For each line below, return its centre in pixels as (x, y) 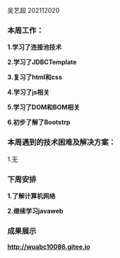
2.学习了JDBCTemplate (42, 62)
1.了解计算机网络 (31, 196)
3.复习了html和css (35, 77)
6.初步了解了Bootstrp (39, 122)
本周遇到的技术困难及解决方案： (62, 142)
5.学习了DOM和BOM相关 (44, 107)
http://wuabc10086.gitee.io (49, 247)
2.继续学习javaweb (35, 211)
